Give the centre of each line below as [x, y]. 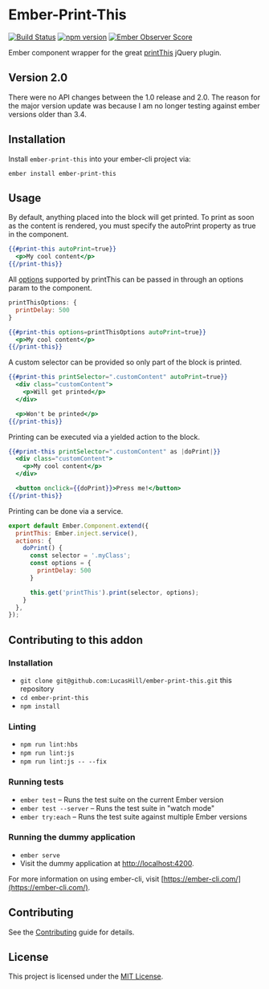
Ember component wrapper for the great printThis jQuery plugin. [115, 52]
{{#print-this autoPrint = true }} [62, 249]
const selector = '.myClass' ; [80, 556]
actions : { [34, 541]
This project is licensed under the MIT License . [86, 976]
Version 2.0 [38, 78]
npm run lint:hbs [49, 745]
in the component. [39, 234]
